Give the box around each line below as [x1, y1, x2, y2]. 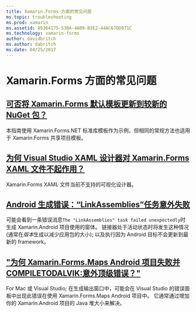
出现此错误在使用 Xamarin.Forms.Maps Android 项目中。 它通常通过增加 [16, 292, 190, 300]
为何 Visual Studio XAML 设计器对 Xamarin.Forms [6, 153, 190, 163]
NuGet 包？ [6, 110, 48, 120]
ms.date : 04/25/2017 [6, 47, 57, 53]
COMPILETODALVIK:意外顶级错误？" [6, 268, 141, 278]
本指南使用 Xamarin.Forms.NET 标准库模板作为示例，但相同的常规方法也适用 [6, 127, 191, 134]
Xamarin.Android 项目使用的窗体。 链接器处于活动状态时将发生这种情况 [17, 224, 189, 231]
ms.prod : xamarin [6, 19, 49, 25]
